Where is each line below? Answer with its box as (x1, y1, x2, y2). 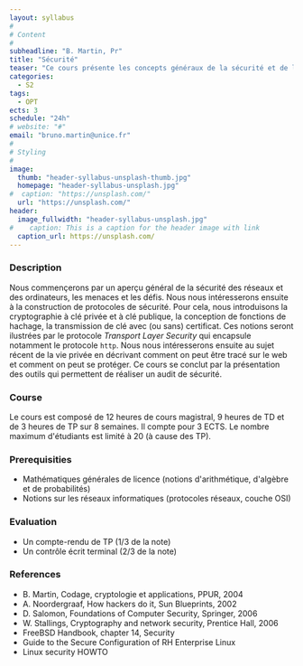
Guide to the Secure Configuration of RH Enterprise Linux (22, 636, 236, 647)
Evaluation (9, 516, 57, 529)
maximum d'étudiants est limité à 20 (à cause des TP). (9, 430, 212, 441)
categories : (9, 72, 54, 81)
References (9, 568, 61, 581)
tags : (9, 89, 30, 98)
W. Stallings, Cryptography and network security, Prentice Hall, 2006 (22, 617, 279, 628)
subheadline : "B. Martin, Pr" (9, 47, 124, 56)
